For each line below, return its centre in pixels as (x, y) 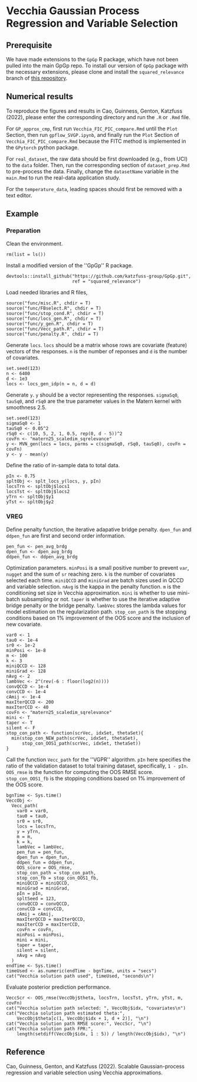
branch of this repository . (37, 78)
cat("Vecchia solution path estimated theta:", (66, 1013)
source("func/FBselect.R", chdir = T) (54, 308)
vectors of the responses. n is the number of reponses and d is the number (97, 351)
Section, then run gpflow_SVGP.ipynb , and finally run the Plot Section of (93, 135)
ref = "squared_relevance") (106, 281)
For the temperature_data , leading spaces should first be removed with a (94, 189)
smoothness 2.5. (26, 407)
